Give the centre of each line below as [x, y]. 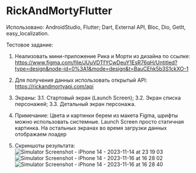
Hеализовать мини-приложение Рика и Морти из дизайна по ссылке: [102, 56]
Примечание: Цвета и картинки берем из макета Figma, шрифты [96, 115]
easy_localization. [27, 33]
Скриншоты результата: [45, 145]
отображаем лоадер [40, 134]
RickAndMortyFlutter [59, 11]
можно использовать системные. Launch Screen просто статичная [99, 121]
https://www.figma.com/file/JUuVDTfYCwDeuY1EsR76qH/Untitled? [96, 62]
